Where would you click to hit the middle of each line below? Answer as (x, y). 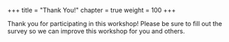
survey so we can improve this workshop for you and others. (96, 31)
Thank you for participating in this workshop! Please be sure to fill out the (115, 23)
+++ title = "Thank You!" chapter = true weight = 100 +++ (92, 10)
